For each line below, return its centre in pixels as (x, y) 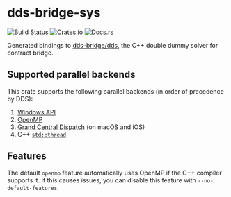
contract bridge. (30, 53)
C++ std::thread (42, 134)
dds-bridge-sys (54, 13)
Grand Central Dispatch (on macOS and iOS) (81, 127)
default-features (32, 188)
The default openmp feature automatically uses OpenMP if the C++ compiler (114, 173)
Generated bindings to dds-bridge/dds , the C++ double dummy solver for (113, 45)
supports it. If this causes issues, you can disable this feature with (102, 180)
